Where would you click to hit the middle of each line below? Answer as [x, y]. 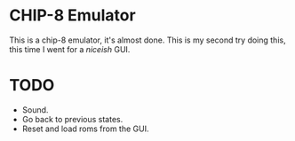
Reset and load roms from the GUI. [85, 129]
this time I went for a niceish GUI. [70, 49]
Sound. [35, 110]
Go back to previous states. [72, 119]
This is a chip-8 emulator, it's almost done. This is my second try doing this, [147, 40]
